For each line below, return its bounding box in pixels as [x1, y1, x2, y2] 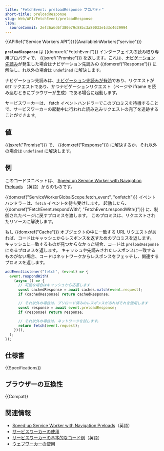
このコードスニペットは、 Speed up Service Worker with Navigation [5, 177, 142, 183]
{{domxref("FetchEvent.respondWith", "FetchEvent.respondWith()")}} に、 [5, 206, 155, 212]
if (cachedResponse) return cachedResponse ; [18, 292, 110, 297]
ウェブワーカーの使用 [12, 441, 55, 447]
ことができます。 [5, 112, 39, 118]
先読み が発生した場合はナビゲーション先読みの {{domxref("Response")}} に [5, 61, 157, 67]
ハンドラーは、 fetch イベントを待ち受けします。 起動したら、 [5, 200, 129, 206]
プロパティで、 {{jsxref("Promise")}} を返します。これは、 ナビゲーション [9, 55, 156, 61]
